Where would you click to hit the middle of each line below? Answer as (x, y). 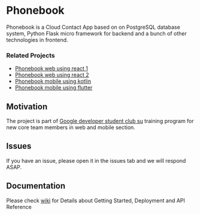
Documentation (36, 186)
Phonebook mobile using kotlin (53, 81)
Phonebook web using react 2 (52, 75)
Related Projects (31, 55)
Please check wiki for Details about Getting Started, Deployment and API (96, 200)
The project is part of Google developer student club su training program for (100, 121)
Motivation (27, 107)
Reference (19, 207)
